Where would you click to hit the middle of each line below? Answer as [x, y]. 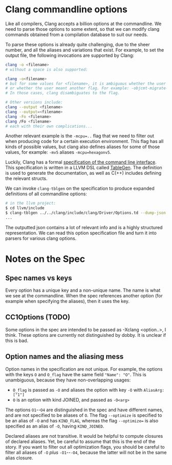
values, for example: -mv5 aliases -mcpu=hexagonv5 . [58, 152]
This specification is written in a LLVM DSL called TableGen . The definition [84, 168]
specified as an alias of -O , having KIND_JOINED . [55, 426]
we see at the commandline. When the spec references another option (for [84, 295]
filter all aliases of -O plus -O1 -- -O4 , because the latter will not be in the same [86, 452]
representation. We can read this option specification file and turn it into [81, 233]
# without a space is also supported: [47, 69]
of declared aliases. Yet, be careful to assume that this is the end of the [80, 441]
